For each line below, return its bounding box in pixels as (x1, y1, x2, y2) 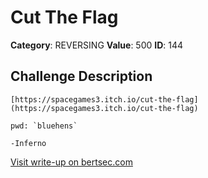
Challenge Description (10, 68, 153, 85)
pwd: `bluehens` (10, 121, 78, 131)
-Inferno (10, 138, 47, 148)
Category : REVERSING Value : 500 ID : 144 (10, 39, 184, 51)
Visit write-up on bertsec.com (10, 156, 133, 168)
